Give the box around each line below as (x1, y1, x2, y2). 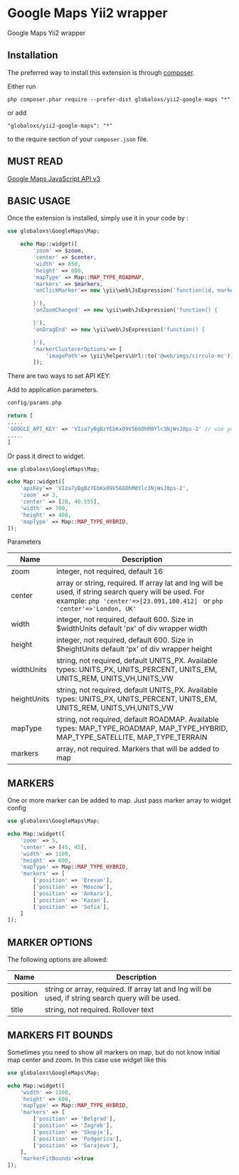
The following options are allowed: (7, 955, 108, 964)
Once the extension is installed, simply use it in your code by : (7, 214, 188, 223)
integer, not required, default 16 (55, 566, 164, 576)
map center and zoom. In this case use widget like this (7, 1055, 167, 1064)
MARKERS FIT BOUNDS (7, 1029, 113, 1041)
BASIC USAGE (7, 195, 71, 207)
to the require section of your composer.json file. (7, 134, 149, 143)
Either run (7, 82, 36, 91)
